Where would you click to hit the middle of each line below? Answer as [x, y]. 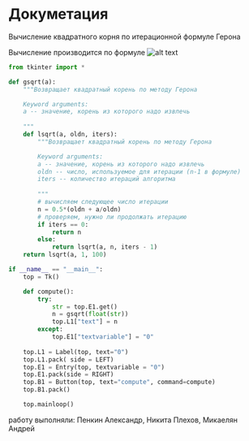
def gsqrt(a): [32, 82]
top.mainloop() [49, 404]
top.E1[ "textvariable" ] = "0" [103, 337]
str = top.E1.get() [84, 307]
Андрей [21, 428]
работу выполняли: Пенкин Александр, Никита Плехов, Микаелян [123, 420]
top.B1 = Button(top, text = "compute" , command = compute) [120, 383]
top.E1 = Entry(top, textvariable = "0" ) [94, 367]
